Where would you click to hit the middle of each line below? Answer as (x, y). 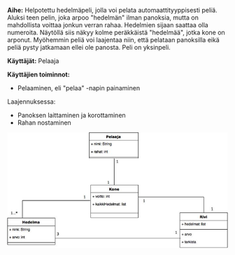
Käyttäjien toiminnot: (38, 74)
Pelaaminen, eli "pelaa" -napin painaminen (79, 88)
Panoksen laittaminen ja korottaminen (71, 115)
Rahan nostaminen (44, 123)
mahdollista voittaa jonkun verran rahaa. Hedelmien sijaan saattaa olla (108, 25)
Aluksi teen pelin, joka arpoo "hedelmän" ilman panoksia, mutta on (103, 18)
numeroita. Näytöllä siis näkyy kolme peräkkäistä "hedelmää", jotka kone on (116, 32)
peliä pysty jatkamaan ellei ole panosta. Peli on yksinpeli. (89, 47)
